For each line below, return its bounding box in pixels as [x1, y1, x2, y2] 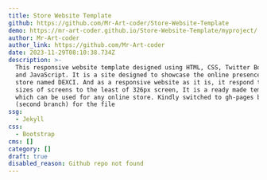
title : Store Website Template [8, 11, 112, 20]
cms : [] [8, 137, 34, 146]
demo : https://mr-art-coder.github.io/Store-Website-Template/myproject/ [8, 26, 258, 34]
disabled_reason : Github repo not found [8, 160, 145, 168]
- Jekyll [15, 115, 44, 123]
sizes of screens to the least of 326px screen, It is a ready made [15, 85, 247, 94]
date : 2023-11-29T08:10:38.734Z [8, 49, 115, 57]
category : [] [8, 145, 52, 153]
